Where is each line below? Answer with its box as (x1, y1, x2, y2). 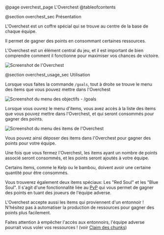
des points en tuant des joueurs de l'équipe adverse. (5, 190, 111, 196)
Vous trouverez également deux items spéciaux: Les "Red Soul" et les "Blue (5, 179, 159, 185)
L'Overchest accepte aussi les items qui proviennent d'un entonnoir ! (5, 199, 144, 205)
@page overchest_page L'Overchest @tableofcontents (5, 4, 116, 10)
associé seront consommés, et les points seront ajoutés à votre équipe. (5, 155, 150, 161)
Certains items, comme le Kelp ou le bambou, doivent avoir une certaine (5, 165, 151, 170)
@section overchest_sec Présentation (5, 14, 82, 19)
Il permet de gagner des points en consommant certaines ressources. (5, 38, 146, 44)
